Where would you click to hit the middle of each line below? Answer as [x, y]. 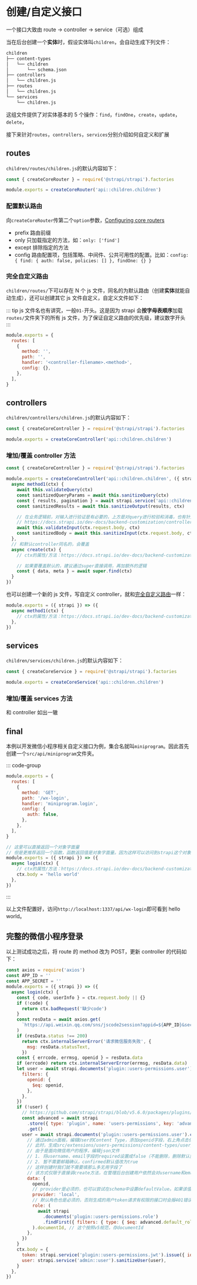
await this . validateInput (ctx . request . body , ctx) [79, 528]
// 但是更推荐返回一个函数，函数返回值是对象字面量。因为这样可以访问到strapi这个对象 [99, 852]
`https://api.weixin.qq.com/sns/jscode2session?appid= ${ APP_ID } [102, 1025]
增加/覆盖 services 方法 [39, 698]
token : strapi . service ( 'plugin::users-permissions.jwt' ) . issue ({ [103, 1255]
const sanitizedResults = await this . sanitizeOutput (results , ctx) [101, 506]
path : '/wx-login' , [45, 798]
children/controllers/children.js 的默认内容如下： [69, 418]
